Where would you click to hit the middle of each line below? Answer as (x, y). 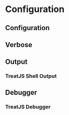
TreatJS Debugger (28, 106)
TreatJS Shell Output (31, 76)
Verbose (19, 44)
